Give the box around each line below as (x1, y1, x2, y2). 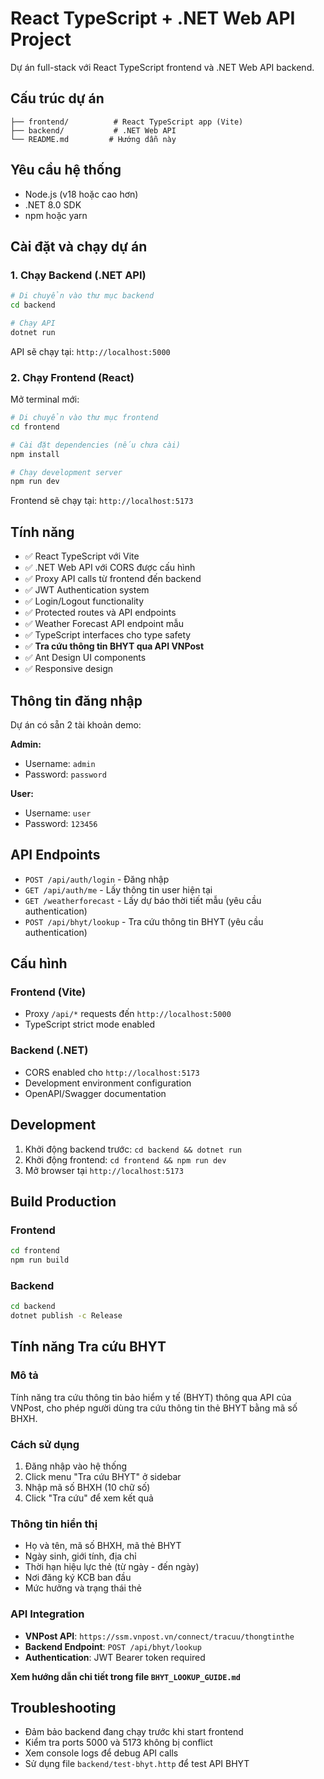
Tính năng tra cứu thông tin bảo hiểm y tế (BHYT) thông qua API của (10, 1391, 292, 1403)
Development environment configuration (24, 1077, 192, 1089)
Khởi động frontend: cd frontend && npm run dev (24, 1153, 227, 1166)
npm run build (10, 1255, 70, 1266)
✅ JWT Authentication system (24, 584, 150, 596)
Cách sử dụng (10, 1437, 80, 1451)
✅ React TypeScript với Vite (24, 550, 140, 562)
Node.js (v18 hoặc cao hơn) (24, 188, 139, 200)
